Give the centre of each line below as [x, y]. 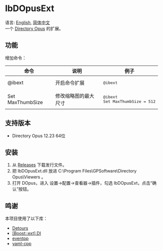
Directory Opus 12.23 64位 [39, 136]
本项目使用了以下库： [26, 219]
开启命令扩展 [70, 83]
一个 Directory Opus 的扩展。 [34, 28]
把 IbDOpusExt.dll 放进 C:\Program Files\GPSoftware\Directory [74, 171]
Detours [20, 228]
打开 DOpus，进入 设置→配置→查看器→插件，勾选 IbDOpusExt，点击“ [82, 183]
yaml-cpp [22, 244]
